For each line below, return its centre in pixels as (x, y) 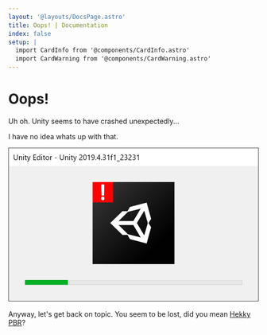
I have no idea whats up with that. (64, 136)
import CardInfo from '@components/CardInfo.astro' (103, 51)
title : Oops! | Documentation (58, 25)
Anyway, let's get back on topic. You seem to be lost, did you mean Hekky (130, 314)
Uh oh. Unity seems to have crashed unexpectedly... (94, 121)
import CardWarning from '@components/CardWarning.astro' (114, 59)
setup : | (23, 42)
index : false (30, 33)
